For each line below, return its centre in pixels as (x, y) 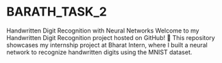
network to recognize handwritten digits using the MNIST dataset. (99, 52)
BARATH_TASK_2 (57, 12)
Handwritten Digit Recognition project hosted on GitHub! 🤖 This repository (111, 37)
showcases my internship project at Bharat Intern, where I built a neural (107, 45)
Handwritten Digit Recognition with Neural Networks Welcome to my (103, 30)
